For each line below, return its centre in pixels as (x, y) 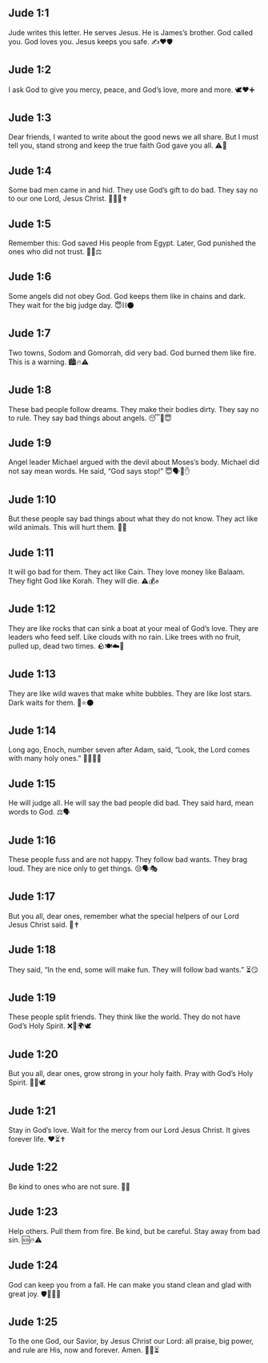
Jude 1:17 (32, 897)
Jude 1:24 (33, 1266)
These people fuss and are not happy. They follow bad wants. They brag (128, 859)
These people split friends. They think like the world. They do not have (124, 1017)
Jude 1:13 (32, 674)
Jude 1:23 (33, 1212)
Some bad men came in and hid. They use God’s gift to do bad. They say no (133, 190)
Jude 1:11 (31, 552)
